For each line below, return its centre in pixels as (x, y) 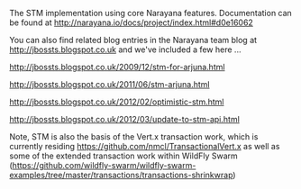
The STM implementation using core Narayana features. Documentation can (151, 13)
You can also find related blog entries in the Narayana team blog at (133, 40)
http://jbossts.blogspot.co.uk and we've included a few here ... (125, 49)
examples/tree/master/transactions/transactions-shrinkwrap (121, 175)
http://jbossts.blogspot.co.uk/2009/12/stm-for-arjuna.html (117, 67)
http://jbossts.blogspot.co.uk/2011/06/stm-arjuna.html (109, 84)
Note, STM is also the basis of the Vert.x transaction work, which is (134, 137)
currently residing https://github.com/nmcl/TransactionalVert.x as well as (145, 146)
